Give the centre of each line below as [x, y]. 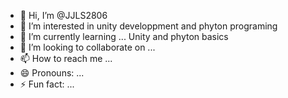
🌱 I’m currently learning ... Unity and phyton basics [124, 36]
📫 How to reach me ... [66, 58]
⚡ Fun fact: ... [47, 84]
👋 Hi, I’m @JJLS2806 [63, 15]
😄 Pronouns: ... [52, 73]
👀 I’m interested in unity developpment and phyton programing [148, 26]
